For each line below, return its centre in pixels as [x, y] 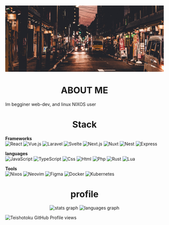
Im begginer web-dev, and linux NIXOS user [51, 104]
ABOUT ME [84, 90]
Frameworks [19, 138]
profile [84, 194]
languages [17, 153]
